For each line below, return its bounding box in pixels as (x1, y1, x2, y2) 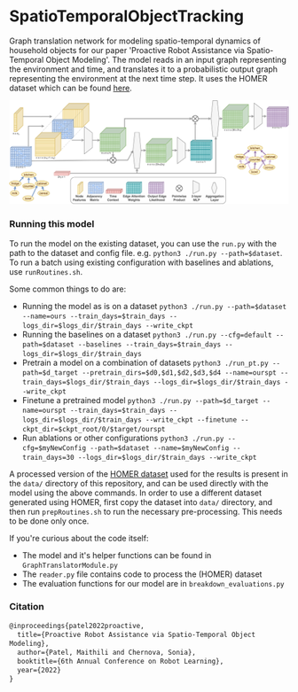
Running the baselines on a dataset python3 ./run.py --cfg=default (21, 329, 272, 339)
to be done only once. (9, 516, 90, 526)
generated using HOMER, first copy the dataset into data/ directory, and (9, 496, 273, 507)
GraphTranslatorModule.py (21, 561, 118, 570)
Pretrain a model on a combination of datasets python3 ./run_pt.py (21, 357, 269, 368)
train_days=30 (21, 453, 74, 462)
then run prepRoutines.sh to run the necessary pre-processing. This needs (9, 506, 283, 517)
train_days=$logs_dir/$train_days (21, 377, 150, 386)
